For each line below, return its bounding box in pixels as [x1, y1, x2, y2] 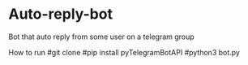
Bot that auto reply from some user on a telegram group [8, 32, 195, 41]
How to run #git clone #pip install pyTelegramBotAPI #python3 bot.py [8, 47, 241, 57]
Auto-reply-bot [8, 5, 113, 24]
